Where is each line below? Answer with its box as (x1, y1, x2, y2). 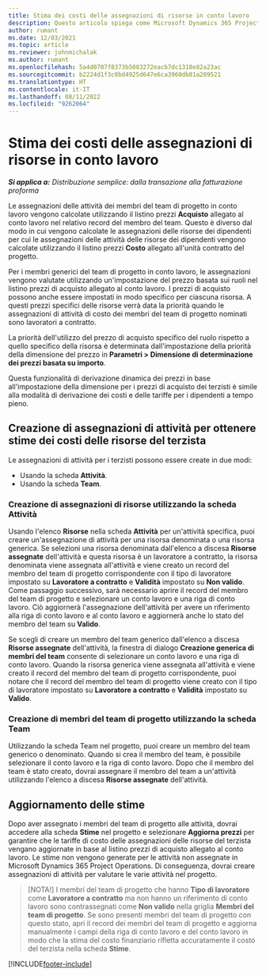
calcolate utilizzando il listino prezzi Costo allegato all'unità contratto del (8, 243, 245, 253)
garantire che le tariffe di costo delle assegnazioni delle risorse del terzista (8, 836, 252, 845)
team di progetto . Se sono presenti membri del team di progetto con (27, 910, 252, 920)
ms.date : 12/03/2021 (8, 33, 77, 42)
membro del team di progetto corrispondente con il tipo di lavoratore (8, 568, 232, 579)
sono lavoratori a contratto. (8, 318, 97, 327)
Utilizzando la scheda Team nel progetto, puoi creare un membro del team (8, 741, 251, 751)
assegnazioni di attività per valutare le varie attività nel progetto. (8, 870, 218, 879)
